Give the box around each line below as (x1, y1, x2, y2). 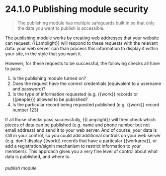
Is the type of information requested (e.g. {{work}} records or (12, 91, 138, 97)
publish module (5, 165, 37, 171)
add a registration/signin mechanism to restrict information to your (5, 143, 141, 149)
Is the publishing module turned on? (12, 75, 86, 81)
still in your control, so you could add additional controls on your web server (5, 132, 161, 138)
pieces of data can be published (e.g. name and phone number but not (5, 122, 150, 128)
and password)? (12, 86, 46, 91)
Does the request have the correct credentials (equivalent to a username (12, 81, 162, 87)
